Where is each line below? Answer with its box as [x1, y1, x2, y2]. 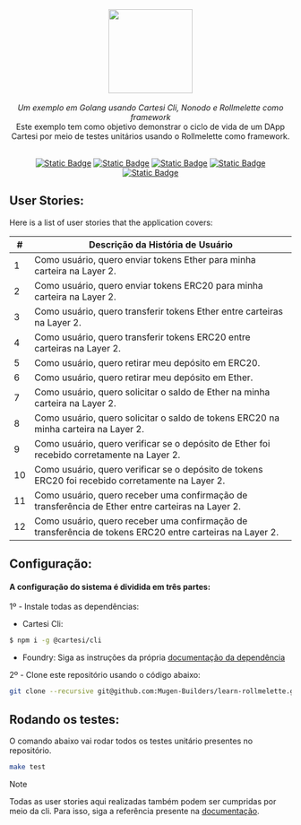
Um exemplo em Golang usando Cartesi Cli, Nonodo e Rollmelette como [17, 102, 284, 113]
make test [9, 762, 47, 771]
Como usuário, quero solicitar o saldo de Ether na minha [34, 386, 271, 398]
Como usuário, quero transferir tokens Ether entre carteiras [34, 305, 284, 317]
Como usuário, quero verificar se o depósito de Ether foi [34, 437, 271, 449]
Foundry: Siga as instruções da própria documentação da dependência [21, 652, 286, 663]
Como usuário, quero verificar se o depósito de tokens [34, 463, 263, 475]
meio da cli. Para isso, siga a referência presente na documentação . [9, 805, 260, 816]
